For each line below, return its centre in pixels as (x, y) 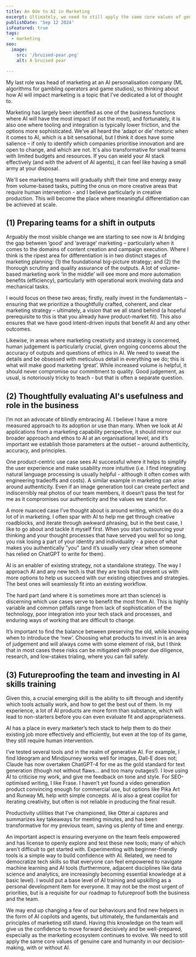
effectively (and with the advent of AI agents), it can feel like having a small (96, 162)
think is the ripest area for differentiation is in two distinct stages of (87, 256)
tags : (13, 33)
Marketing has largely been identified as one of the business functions (91, 112)
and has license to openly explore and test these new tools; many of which (96, 843)
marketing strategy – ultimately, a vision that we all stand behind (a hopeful (96, 310)
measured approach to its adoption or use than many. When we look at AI (94, 426)
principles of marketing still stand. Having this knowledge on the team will (94, 922)
